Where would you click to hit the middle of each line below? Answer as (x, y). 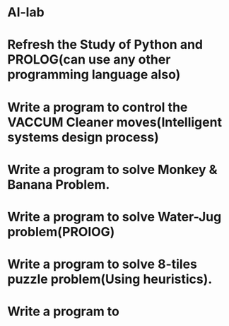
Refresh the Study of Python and (105, 45)
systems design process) (83, 137)
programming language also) (94, 75)
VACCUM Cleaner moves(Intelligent (115, 122)
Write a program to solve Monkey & (112, 169)
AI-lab (26, 12)
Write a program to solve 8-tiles (102, 264)
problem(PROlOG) (61, 232)
